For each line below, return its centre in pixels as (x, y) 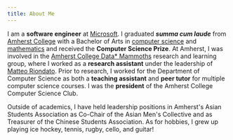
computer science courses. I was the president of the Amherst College (110, 85)
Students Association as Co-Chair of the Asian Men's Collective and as (110, 114)
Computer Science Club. (43, 93)
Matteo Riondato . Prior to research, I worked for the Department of (104, 71)
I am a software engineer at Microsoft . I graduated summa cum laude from (117, 34)
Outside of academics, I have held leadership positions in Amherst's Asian (114, 106)
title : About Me (31, 14)
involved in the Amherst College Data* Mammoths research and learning (112, 56)
